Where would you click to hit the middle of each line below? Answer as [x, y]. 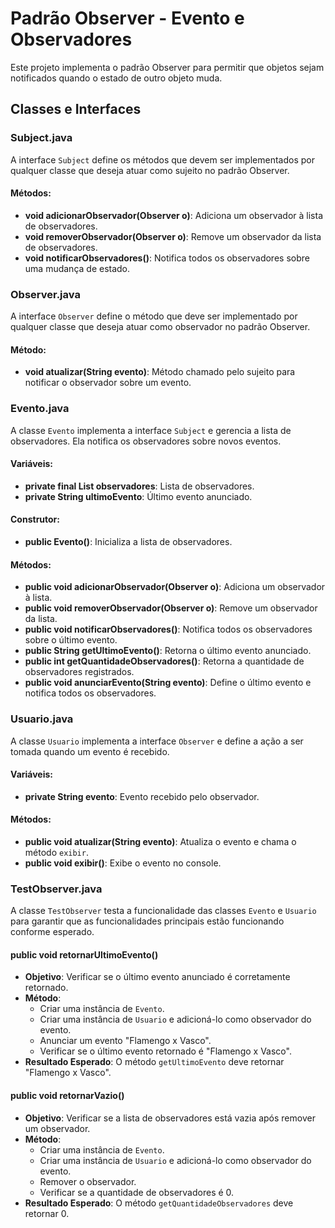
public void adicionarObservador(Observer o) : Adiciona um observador [175, 587]
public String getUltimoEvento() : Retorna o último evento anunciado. [168, 651]
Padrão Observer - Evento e [127, 18]
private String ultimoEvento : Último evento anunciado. [138, 496]
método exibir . [56, 852]
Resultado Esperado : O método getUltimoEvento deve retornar [154, 1062]
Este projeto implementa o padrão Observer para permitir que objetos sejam [167, 67]
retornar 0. [47, 1213]
